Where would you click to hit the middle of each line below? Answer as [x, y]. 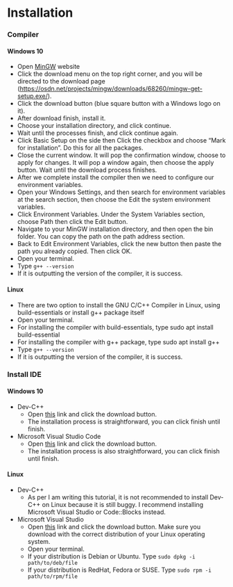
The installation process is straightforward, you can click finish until [124, 421]
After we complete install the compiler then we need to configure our [115, 177]
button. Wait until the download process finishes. [87, 170]
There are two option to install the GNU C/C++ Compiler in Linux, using [119, 305]
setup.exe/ [33, 96]
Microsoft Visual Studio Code [59, 436]
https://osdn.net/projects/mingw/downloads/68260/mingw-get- [111, 89]
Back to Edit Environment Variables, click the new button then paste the [119, 244]
